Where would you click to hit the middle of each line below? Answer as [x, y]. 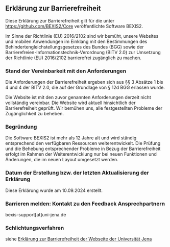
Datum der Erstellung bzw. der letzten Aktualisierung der [77, 173]
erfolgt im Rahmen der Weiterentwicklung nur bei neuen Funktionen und [81, 154]
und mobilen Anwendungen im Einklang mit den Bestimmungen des [76, 41]
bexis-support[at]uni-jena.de [36, 215]
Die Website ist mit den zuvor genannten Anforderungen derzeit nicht [78, 97]
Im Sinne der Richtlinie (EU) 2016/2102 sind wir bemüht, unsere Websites [82, 36]
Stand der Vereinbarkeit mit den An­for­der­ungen [66, 71]
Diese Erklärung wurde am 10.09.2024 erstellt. [54, 190]
